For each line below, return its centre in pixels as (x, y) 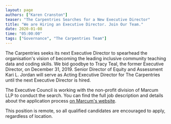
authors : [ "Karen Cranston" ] (36, 15)
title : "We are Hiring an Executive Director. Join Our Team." (74, 24)
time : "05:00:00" (24, 34)
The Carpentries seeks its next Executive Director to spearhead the (77, 53)
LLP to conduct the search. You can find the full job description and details (84, 95)
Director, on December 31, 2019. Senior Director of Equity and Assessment (84, 69)
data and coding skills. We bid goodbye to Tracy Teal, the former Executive (85, 64)
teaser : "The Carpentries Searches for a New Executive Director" (78, 19)
